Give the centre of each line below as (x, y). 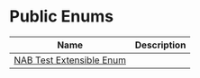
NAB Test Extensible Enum (70, 60)
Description (160, 45)
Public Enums (62, 17)
